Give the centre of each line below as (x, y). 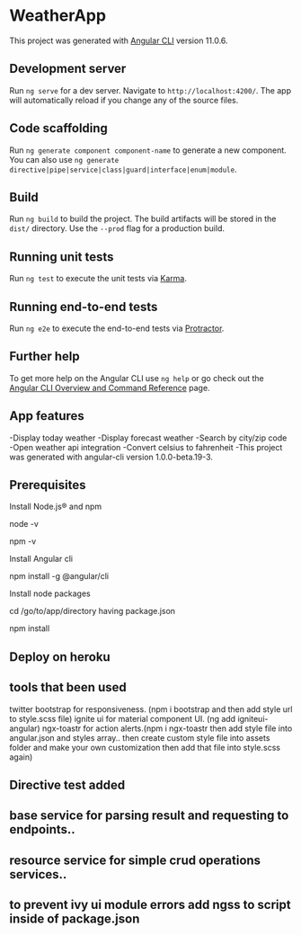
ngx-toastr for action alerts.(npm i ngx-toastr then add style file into (167, 728)
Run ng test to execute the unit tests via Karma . (98, 279)
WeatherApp (58, 16)
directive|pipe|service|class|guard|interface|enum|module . (123, 169)
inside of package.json (75, 919)
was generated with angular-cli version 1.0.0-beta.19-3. (111, 457)
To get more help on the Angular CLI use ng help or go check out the (137, 378)
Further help (45, 356)
